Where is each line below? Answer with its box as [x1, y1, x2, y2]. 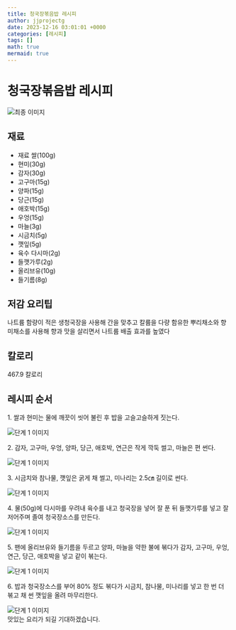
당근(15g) [17, 195, 45, 203]
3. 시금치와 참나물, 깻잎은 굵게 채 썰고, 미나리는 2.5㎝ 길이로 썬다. [7, 474, 189, 482]
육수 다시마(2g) [17, 248, 61, 257]
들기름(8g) [17, 275, 47, 284]
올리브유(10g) [17, 266, 56, 274]
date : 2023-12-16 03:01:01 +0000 [7, 23, 106, 31]
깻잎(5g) [17, 240, 42, 248]
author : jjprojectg [7, 17, 65, 24]
